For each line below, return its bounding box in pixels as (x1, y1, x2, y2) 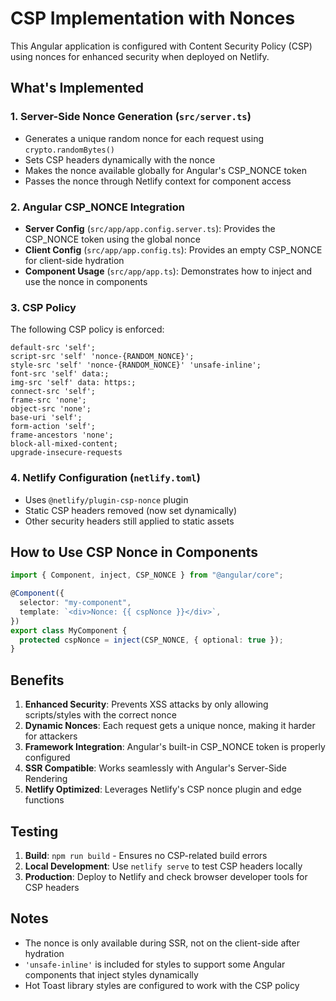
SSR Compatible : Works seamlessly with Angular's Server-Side (24, 762, 287, 774)
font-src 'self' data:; (10, 369, 110, 379)
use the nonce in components (24, 275, 148, 287)
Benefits (10, 672, 65, 689)
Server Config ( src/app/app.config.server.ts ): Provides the (24, 222, 276, 234)
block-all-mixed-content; (10, 439, 118, 449)
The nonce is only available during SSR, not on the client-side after (24, 937, 300, 949)
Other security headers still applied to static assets (24, 515, 235, 527)
